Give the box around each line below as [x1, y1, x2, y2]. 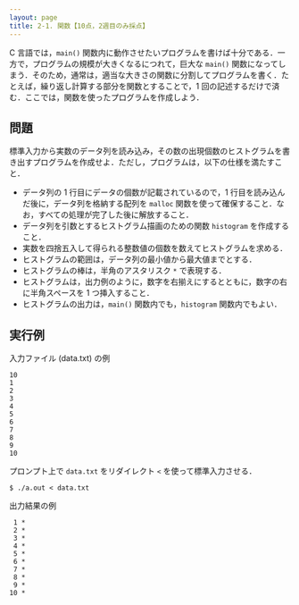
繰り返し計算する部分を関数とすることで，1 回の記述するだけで [39, 80, 272, 91]
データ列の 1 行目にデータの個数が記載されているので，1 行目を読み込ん [21, 187, 286, 197]
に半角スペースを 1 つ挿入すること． [21, 288, 154, 298]
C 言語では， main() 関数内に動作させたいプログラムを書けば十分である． [9, 46, 278, 58]
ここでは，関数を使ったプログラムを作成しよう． [24, 91, 204, 103]
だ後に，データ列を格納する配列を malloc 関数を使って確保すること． [21, 198, 277, 209]
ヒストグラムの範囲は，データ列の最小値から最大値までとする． [21, 254, 257, 265]
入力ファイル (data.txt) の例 [9, 353, 111, 364]
